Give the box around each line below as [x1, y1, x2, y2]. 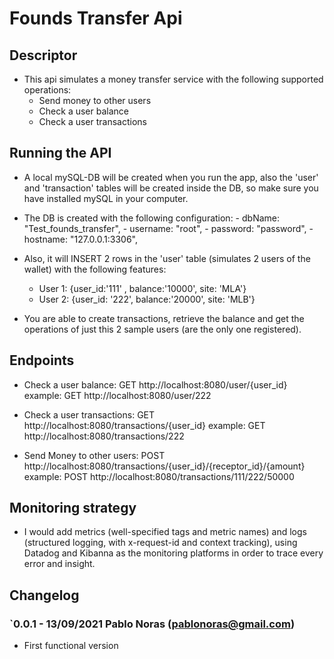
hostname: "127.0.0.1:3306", [23, 233, 138, 245]
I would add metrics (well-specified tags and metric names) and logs [23, 526, 307, 538]
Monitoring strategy [9, 500, 137, 517]
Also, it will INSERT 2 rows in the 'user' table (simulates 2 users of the [23, 252, 311, 264]
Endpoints [9, 352, 75, 369]
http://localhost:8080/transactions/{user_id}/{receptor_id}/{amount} [23, 460, 306, 472]
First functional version [23, 640, 119, 652]
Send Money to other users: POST [23, 449, 166, 461]
